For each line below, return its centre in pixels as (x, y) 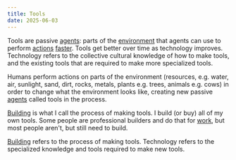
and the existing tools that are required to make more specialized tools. (110, 63)
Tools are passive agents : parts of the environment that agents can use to (114, 40)
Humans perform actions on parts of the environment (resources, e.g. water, (118, 76)
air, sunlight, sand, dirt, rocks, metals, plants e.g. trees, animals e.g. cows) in (118, 84)
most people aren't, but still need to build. (68, 128)
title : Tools (26, 14)
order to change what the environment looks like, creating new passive (110, 92)
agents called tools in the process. (57, 99)
